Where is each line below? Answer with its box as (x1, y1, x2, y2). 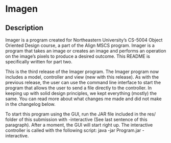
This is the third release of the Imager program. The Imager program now (5, 68, 159, 75)
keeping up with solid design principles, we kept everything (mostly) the (5, 90, 157, 96)
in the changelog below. (5, 101, 56, 107)
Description (5, 23, 43, 32)
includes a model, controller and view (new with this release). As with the (5, 74, 159, 80)
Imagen (5, 3, 38, 15)
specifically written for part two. (5, 59, 72, 64)
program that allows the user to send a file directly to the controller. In (5, 85, 152, 91)
